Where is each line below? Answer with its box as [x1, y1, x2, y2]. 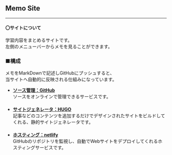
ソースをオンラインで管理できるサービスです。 [12, 94, 111, 100]
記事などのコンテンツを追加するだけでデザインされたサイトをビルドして [12, 113, 165, 119]
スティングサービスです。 [12, 145, 67, 151]
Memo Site [5, 4, 40, 13]
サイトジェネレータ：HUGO [12, 107, 72, 113]
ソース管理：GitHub [12, 87, 55, 93]
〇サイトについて [5, 25, 41, 31]
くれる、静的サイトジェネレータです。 [12, 119, 94, 125]
